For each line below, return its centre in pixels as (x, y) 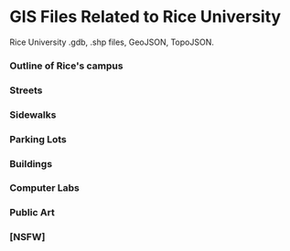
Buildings (31, 163)
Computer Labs (44, 188)
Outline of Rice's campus (66, 66)
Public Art (32, 213)
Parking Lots (38, 139)
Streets (26, 90)
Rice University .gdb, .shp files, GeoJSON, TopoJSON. (112, 42)
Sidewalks (33, 114)
